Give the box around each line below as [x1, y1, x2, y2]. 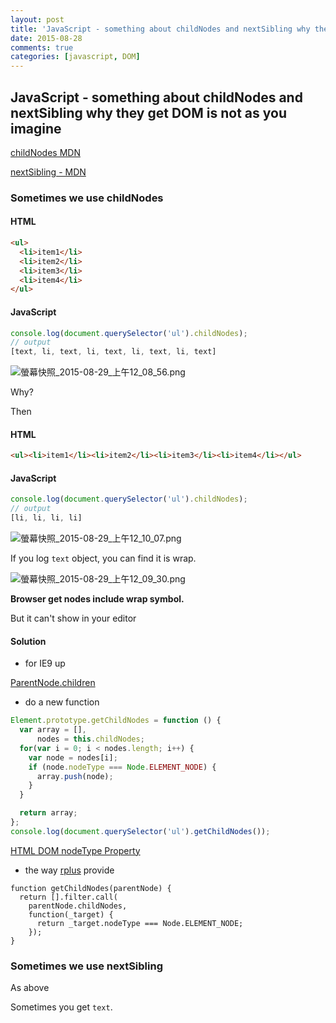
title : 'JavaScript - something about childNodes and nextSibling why [10, 24, 311, 34]
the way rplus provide [24, 864, 115, 876]
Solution [10, 635, 47, 647]
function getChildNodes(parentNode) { [10, 883, 172, 893]
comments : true [10, 42, 74, 53]
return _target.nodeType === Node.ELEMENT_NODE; [36, 918, 244, 928]
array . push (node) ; [36, 771, 114, 781]
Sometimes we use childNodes [10, 191, 164, 205]
